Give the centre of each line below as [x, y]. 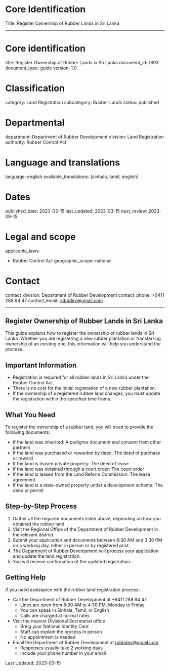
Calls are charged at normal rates [55, 615]
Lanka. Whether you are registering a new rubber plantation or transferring [83, 339]
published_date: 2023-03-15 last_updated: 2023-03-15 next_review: [76, 211]
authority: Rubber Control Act [36, 142]
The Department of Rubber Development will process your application [86, 551]
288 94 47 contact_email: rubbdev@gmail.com [54, 300]
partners [22, 447]
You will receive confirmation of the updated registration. [72, 561]
